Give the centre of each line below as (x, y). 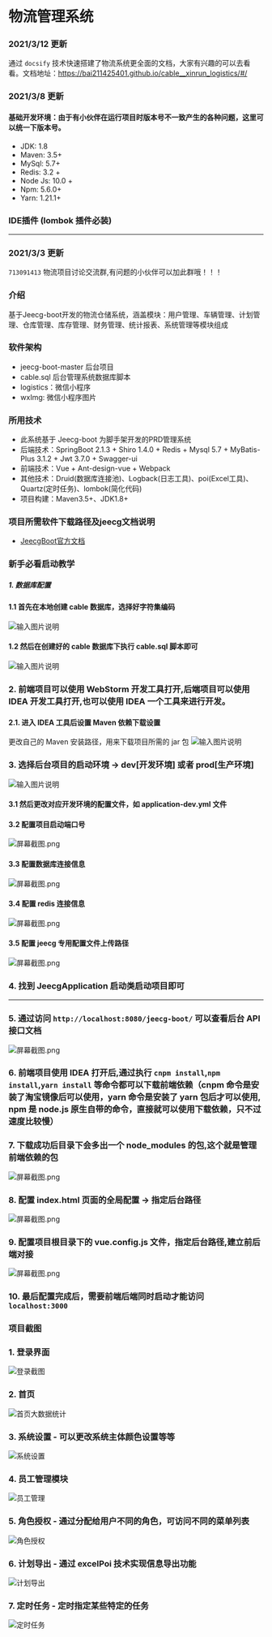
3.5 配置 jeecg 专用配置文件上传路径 (69, 943)
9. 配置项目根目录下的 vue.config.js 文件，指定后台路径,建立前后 (134, 1242)
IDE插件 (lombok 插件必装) (60, 220)
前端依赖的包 (34, 1157)
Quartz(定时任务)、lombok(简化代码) (81, 489)
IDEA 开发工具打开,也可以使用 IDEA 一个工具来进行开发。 (119, 701)
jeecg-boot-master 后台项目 (67, 367)
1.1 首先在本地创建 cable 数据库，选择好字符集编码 (92, 607)
